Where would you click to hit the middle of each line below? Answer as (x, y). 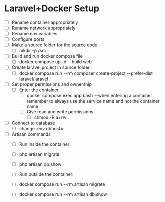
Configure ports (28, 39)
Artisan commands (31, 134)
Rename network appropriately (44, 28)
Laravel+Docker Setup (52, 9)
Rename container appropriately (45, 22)
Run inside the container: (45, 144)
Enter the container (39, 90)
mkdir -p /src (33, 51)
